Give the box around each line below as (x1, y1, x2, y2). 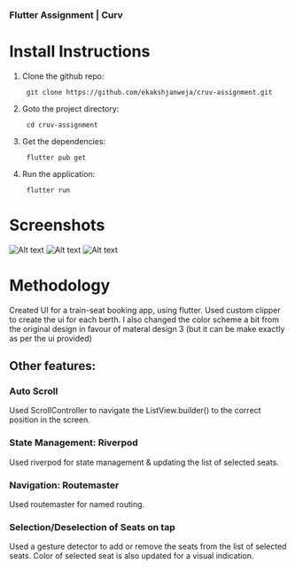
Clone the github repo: (21, 71, 105, 81)
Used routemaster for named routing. (9, 499, 145, 510)
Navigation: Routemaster (9, 479, 120, 491)
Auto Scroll (9, 385, 58, 397)
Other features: (9, 358, 96, 374)
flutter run (26, 186, 71, 195)
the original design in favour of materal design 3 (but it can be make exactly (9, 323, 285, 334)
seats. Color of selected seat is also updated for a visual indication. (9, 551, 254, 561)
